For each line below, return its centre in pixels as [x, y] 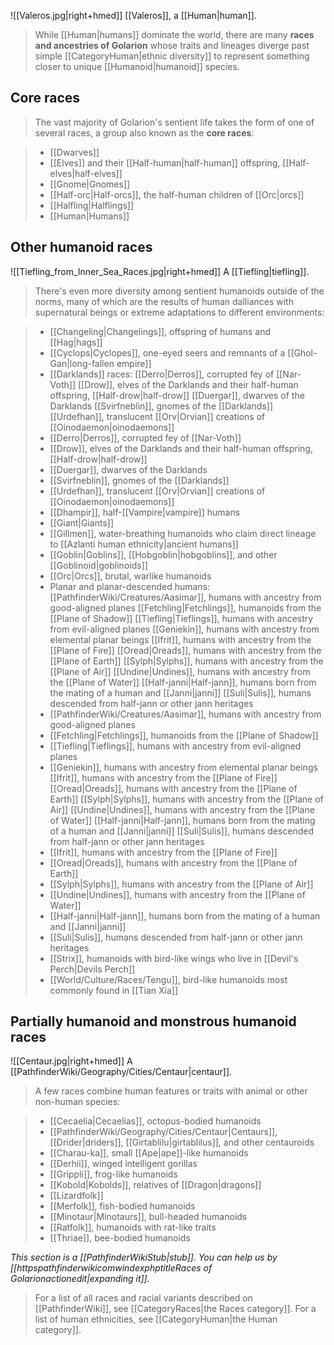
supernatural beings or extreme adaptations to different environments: [179, 312]
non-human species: [77, 1102]
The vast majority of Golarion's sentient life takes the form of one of [174, 122]
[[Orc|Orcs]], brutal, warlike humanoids [130, 576]
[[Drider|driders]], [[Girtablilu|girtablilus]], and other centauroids [182, 1142]
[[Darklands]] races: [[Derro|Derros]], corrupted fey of [162, 374]
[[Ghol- [302, 352]
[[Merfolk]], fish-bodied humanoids [122, 1206]
